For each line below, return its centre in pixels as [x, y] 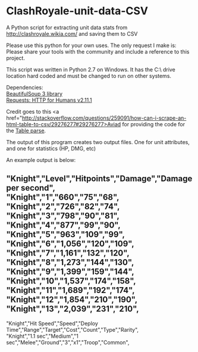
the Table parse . [26, 130]
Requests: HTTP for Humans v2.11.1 [49, 100]
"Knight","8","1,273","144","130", [70, 262]
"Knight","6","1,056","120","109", [70, 244]
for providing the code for [154, 124]
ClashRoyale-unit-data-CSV [77, 11]
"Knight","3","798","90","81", [63, 216]
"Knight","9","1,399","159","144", [70, 272]
